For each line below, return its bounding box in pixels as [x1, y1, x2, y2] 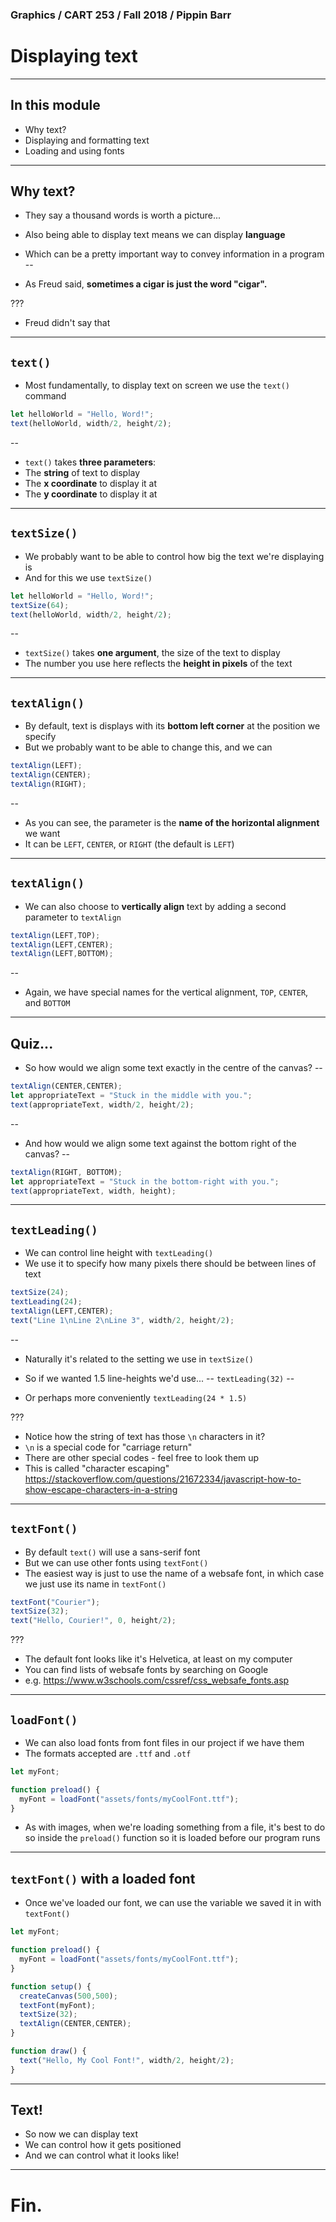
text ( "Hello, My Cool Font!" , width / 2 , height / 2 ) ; [19, 2055, 235, 2065]
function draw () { [10, 2046, 87, 2057]
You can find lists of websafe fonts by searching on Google [24, 1664, 269, 1676]
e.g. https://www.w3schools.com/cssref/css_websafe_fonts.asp [24, 1674, 290, 1687]
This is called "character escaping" [24, 1462, 170, 1474]
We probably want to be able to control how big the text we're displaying [24, 550, 325, 562]
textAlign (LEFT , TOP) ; [10, 930, 101, 940]
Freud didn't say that [24, 317, 111, 329]
